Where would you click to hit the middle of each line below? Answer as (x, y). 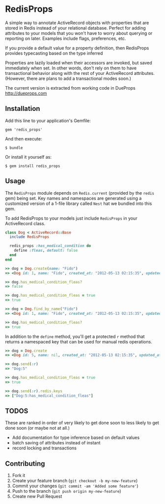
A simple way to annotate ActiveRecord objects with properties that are (77, 23)
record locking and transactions (44, 448)
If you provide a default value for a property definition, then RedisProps (77, 48)
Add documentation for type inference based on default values (76, 437)
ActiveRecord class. (25, 223)
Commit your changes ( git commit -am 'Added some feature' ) (75, 486)
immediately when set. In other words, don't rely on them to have (71, 68)
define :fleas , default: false (46, 251)
